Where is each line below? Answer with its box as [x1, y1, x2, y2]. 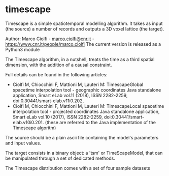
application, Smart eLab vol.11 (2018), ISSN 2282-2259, [12, 92, 128, 98]
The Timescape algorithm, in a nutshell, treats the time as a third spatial [5, 56, 155, 62]
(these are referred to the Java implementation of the [45, 119, 156, 125]
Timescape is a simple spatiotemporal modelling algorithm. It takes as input [5, 20, 163, 26]
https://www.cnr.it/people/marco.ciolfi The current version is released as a [5, 41, 161, 47]
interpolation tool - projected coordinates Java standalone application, [12, 108, 160, 114]
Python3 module [5, 46, 40, 52]
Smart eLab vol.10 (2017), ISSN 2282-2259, [12, 113, 103, 120]
